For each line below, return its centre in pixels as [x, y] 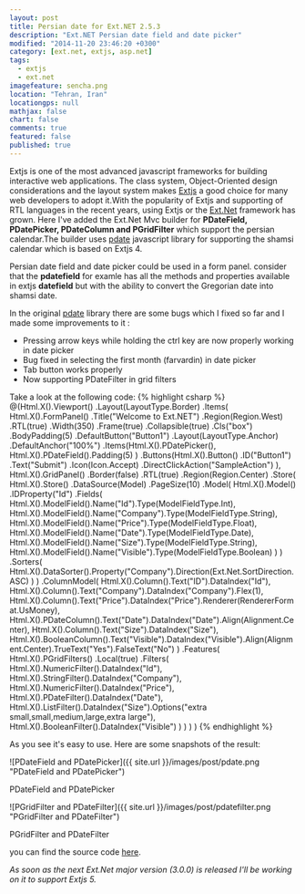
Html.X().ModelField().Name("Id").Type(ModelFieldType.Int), [123, 504]
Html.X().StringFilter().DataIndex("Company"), [96, 678]
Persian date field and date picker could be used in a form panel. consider [148, 266]
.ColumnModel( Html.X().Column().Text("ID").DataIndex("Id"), [156, 581]
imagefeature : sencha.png [58, 86]
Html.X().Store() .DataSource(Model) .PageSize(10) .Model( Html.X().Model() [153, 483]
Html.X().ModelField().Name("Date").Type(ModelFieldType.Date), [132, 532]
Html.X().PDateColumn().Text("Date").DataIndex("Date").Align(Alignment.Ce [152, 619]
